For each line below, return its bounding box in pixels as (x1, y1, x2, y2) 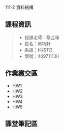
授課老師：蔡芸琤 (24, 34, 60, 40)
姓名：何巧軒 (24, 40, 51, 46)
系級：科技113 (24, 47, 53, 53)
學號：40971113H (24, 53, 60, 59)
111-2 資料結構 (5, 4, 33, 10)
